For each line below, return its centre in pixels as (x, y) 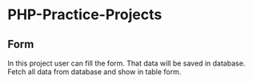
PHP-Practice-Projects (85, 15)
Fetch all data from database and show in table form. (94, 72)
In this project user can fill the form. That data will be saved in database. (127, 63)
